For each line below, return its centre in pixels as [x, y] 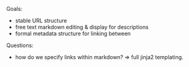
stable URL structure [41, 20]
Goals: [14, 9]
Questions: [20, 45]
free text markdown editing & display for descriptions [82, 27]
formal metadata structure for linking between [73, 33]
